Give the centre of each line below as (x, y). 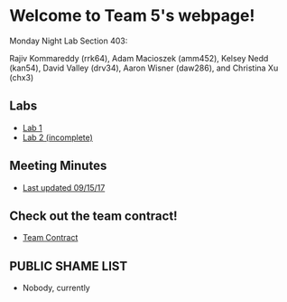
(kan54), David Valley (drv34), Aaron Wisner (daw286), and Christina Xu (144, 68)
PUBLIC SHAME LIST (69, 266)
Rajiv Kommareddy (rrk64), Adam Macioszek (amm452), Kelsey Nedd (139, 58)
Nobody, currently (56, 288)
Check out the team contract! (93, 216)
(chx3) (22, 77)
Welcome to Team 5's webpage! (132, 16)
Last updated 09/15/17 (64, 187)
